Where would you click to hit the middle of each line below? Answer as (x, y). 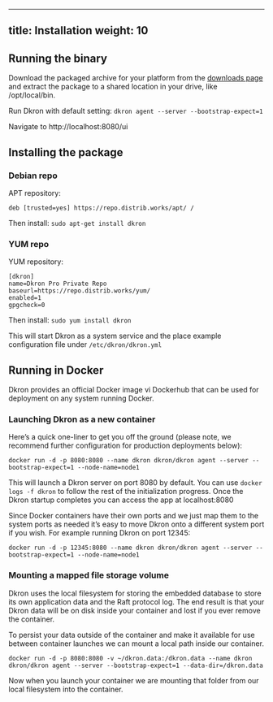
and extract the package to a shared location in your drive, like (113, 87)
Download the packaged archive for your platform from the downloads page (136, 78)
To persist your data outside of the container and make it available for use (132, 635)
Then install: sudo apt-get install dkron (77, 223)
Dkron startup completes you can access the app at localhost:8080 (121, 500)
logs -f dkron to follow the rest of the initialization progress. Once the (126, 492)
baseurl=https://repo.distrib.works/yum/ (80, 291)
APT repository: (35, 193)
